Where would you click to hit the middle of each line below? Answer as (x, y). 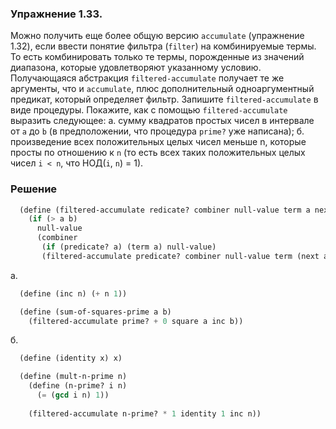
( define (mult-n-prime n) (73, 377)
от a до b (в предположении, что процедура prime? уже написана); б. (157, 131)
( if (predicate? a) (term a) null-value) (129, 247)
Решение (34, 189)
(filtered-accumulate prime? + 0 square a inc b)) (136, 321)
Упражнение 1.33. (56, 14)
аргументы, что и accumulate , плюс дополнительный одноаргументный (162, 89)
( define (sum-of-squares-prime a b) (95, 312)
